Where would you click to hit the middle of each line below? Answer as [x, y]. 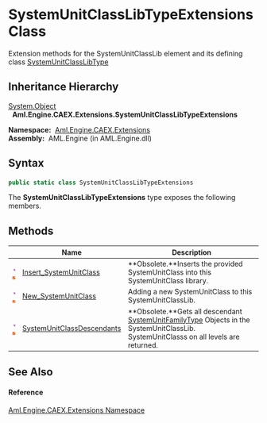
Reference [26, 392]
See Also [31, 372]
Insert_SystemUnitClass [62, 272]
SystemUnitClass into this [170, 272]
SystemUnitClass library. [168, 281]
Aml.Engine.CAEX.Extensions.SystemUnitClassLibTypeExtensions [125, 114]
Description [192, 252]
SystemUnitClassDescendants [72, 328]
